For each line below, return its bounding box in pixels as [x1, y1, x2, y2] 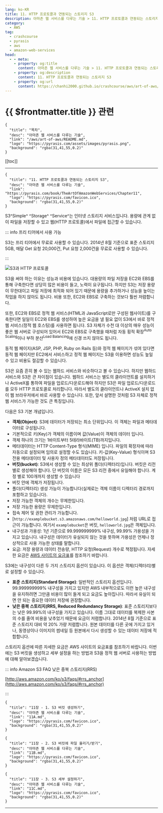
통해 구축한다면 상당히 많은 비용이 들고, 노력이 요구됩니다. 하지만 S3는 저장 [5, 282, 147, 288]
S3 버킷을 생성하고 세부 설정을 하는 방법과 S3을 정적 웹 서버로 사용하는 [14, 650, 147, 656]
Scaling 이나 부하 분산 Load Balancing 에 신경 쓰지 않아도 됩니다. [5, 334, 118, 341]
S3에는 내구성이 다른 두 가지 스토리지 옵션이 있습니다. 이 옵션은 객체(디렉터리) [5, 563, 152, 568]
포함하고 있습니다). [12, 491, 48, 498]
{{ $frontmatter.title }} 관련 [5, 106, 114, 117]
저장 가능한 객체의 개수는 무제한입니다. [12, 498, 85, 503]
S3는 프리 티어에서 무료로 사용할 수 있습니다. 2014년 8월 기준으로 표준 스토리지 [5, 240, 155, 246]
